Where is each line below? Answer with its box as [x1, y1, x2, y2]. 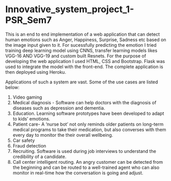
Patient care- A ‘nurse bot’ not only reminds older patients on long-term [12, 121, 164, 127]
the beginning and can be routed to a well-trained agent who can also [12, 164, 160, 170]
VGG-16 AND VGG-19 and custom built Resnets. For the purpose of [5, 52, 146, 59]
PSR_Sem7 [5, 14, 52, 26]
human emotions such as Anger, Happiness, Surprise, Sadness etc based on [5, 37, 166, 43]
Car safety [12, 137, 35, 143]
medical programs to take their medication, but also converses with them [12, 126, 166, 133]
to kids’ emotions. [12, 115, 51, 122]
